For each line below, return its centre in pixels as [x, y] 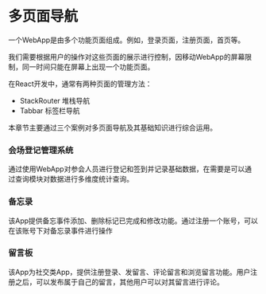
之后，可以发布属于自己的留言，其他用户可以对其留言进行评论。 [119, 282]
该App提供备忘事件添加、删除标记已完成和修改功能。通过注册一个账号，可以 [133, 221]
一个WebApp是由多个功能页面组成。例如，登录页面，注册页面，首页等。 [127, 40]
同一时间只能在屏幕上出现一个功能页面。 [88, 67]
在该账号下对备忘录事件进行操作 [60, 230]
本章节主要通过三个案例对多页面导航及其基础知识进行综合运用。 [112, 127]
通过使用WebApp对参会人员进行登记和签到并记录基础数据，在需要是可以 [127, 169]
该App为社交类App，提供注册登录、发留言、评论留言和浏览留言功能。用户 [129, 272]
